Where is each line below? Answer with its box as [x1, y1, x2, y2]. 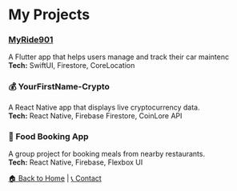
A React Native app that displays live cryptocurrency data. [8, 102, 200, 112]
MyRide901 [8, 34, 54, 46]
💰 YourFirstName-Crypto [8, 82, 110, 93]
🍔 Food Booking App [8, 130, 90, 141]
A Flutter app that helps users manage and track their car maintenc [8, 52, 230, 62]
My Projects [8, 6, 90, 24]
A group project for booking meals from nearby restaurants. [8, 149, 206, 159]
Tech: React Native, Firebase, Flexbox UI [8, 157, 143, 167]
